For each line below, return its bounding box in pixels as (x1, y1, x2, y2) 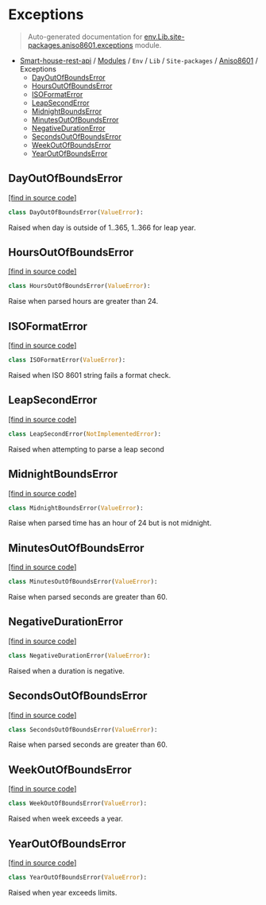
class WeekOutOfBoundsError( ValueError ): (8, 799, 148, 808)
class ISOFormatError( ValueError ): (8, 356, 126, 364)
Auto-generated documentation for (27, 32, 143, 41)
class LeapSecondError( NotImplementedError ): (8, 429, 161, 438)
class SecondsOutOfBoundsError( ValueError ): (8, 725, 158, 733)
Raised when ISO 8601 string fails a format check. (8, 371, 172, 379)
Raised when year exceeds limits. (8, 888, 118, 897)
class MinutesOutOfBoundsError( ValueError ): (8, 578, 158, 586)
